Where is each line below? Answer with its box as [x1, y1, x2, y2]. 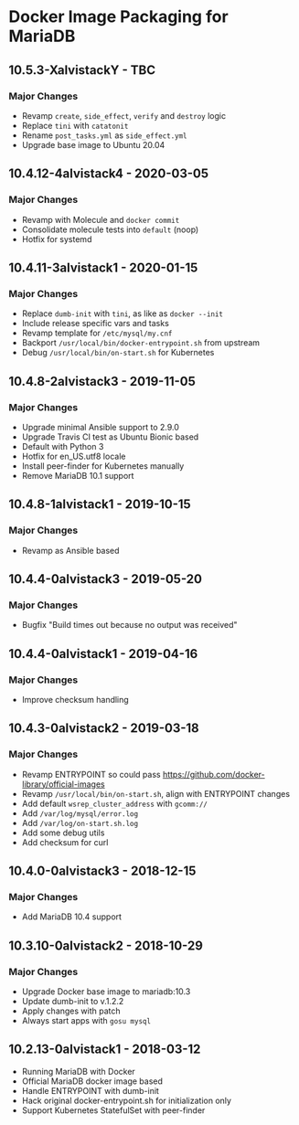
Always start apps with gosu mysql [21, 1015, 152, 1026]
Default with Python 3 [21, 440, 104, 451]
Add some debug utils [21, 827, 105, 838]
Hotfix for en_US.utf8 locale [21, 451, 126, 462]
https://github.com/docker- [162, 769, 266, 780]
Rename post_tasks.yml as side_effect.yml [21, 130, 188, 141]
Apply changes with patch [21, 1005, 121, 1016]
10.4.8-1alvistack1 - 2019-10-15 [8, 496, 191, 513]
